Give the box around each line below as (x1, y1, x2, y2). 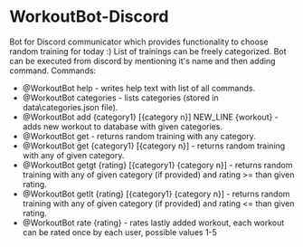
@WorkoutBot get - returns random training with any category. (22, 130, 256, 141)
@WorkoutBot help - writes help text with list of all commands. (22, 82, 256, 93)
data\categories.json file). (22, 101, 118, 112)
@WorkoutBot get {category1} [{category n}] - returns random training (22, 140, 286, 151)
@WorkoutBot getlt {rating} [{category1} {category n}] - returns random (22, 188, 290, 199)
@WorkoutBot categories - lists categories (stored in (22, 92, 219, 103)
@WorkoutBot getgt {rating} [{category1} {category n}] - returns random (22, 159, 293, 170)
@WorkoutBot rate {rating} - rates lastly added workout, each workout (22, 217, 285, 228)
